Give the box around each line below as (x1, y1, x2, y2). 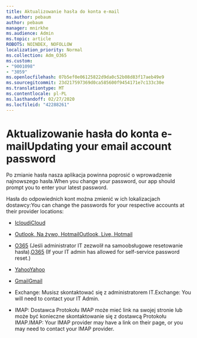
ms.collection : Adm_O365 (6, 52, 67, 58)
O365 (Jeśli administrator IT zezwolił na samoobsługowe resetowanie (14, 242, 183, 249)
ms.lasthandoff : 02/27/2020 (6, 96, 75, 102)
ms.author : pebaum (6, 14, 51, 20)
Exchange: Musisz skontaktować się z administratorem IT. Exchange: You (14, 289, 191, 296)
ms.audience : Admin (6, 31, 54, 37)
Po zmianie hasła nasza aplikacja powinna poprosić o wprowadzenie (6, 171, 172, 178)
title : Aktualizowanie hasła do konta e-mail (6, 8, 119, 15)
